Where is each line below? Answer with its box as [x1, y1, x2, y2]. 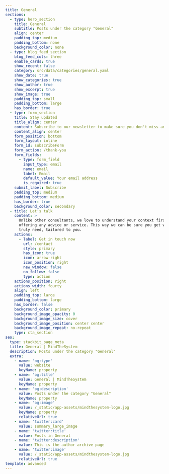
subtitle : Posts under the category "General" [14, 26, 114, 31]
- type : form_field [18, 157, 59, 162]
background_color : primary [14, 306, 71, 312]
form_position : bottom [14, 134, 62, 139]
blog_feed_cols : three [14, 54, 62, 59]
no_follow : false [23, 269, 59, 274]
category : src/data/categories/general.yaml [14, 68, 109, 73]
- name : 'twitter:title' [14, 428, 66, 433]
